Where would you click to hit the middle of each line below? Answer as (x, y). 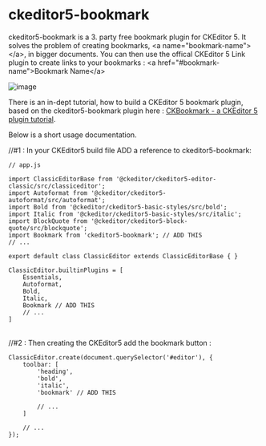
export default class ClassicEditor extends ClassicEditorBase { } (123, 256)
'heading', (55, 371)
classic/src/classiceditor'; (57, 186)
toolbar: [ (41, 364)
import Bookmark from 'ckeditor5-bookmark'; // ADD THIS (105, 235)
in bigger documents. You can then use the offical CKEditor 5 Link (137, 54)
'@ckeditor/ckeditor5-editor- (166, 179)
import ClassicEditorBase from (60, 179)
